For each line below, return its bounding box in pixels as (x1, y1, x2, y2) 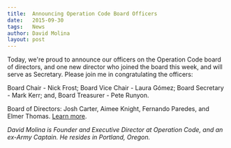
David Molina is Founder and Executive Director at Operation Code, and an (7, 126, 223, 134)
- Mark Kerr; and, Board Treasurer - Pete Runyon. (7, 91, 149, 100)
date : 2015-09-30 (7, 17, 64, 24)
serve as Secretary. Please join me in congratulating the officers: (7, 71, 193, 79)
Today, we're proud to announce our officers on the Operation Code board (7, 55, 222, 64)
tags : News (7, 23, 45, 30)
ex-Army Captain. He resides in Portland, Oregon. (7, 133, 151, 142)
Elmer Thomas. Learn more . (7, 112, 87, 121)
